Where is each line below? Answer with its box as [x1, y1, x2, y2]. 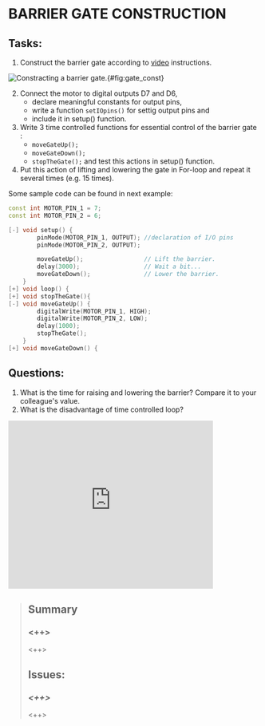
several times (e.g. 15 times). [19, 173, 114, 183]
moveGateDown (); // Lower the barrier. [37, 270, 220, 278]
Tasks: [8, 37, 42, 50]
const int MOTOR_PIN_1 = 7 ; [8, 204, 102, 212]
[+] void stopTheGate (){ [8, 292, 91, 300]
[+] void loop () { [8, 285, 69, 293]
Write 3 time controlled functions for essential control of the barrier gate [19, 123, 257, 132]
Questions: [8, 366, 65, 380]
